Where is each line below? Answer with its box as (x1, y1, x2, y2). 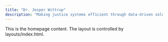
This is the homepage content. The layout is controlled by (5, 25, 124, 31)
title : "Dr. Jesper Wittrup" (5, 7, 66, 12)
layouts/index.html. (5, 31, 44, 37)
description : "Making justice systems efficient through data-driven (5, 12, 153, 17)
